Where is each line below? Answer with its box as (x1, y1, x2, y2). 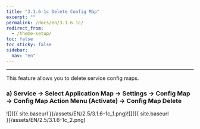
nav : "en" (11, 53, 36, 59)
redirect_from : (6, 25, 44, 31)
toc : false (6, 36, 33, 42)
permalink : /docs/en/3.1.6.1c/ (6, 20, 84, 25)
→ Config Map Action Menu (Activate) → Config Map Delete (6, 96, 182, 105)
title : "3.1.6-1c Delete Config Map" (6, 8, 100, 15)
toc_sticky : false (6, 42, 52, 48)
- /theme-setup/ (11, 31, 52, 37)
